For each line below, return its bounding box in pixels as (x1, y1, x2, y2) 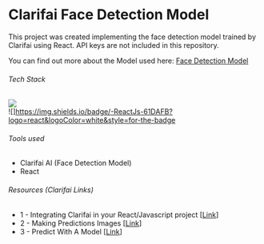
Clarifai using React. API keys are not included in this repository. (8, 40, 220, 49)
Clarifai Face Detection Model (8, 6, 210, 24)
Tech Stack (8, 74, 46, 84)
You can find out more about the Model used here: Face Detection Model (8, 56, 249, 65)
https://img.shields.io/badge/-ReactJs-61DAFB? (15, 107, 174, 116)
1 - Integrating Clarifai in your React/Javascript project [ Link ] (19, 210, 219, 219)
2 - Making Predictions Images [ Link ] (19, 218, 142, 228)
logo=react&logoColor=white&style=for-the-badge (8, 116, 176, 125)
